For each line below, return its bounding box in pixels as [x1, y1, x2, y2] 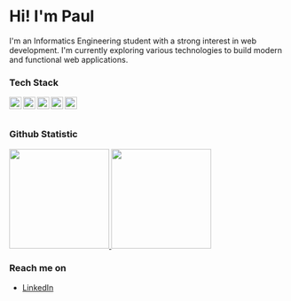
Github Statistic [9, 128, 78, 141]
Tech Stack [9, 76, 59, 89]
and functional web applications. [9, 54, 129, 65]
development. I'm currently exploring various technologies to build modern [9, 44, 282, 55]
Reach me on [9, 262, 67, 274]
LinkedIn [21, 282, 54, 293]
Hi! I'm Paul [9, 6, 95, 27]
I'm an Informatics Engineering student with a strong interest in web [9, 35, 257, 46]
